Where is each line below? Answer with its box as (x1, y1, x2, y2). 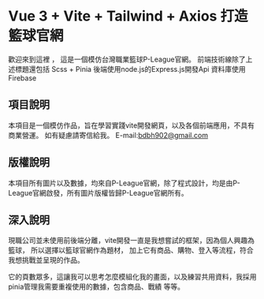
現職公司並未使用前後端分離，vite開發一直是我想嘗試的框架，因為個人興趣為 (8, 236, 255, 245)
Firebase (8, 73, 37, 83)
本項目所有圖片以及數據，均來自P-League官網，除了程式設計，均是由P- (8, 178, 240, 188)
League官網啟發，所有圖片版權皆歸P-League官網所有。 (8, 188, 188, 197)
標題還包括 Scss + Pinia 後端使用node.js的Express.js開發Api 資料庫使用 (14, 64, 246, 73)
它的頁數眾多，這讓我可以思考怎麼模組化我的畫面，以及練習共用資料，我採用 (8, 272, 257, 282)
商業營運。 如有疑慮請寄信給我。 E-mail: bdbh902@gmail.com (8, 130, 209, 140)
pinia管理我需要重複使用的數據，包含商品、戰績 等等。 (8, 282, 185, 292)
